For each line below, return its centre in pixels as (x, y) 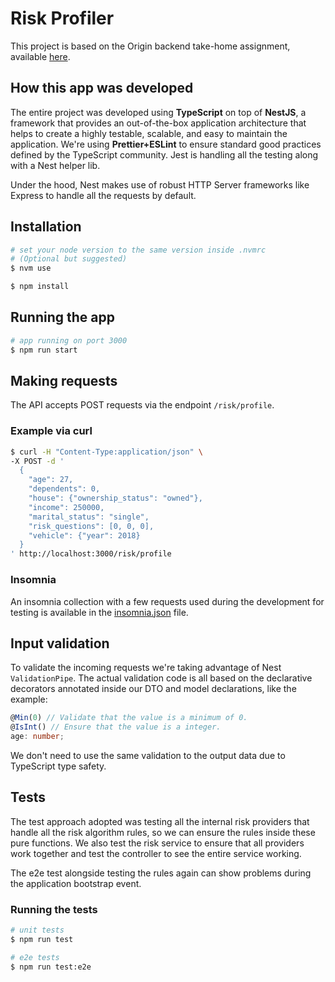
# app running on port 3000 (69, 340)
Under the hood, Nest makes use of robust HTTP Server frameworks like (160, 184)
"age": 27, (51, 480)
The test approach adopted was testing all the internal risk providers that (160, 821)
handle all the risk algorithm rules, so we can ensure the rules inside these (163, 832)
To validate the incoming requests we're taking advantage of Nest (146, 668)
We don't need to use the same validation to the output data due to (148, 755)
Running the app (62, 317)
